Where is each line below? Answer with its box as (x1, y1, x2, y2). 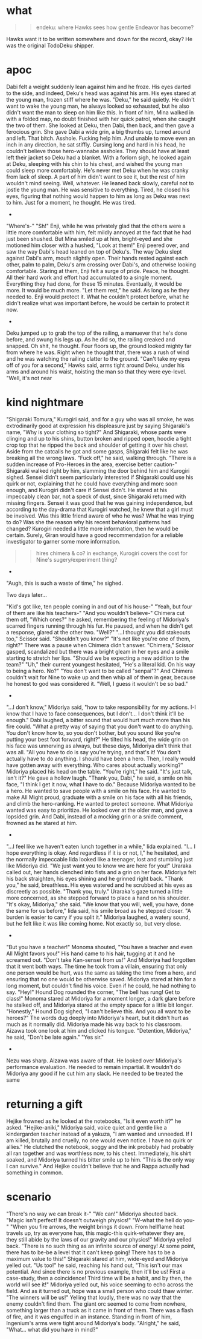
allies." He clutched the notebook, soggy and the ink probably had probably (6, 1143, 194, 1150)
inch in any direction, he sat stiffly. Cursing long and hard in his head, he (6, 140, 186, 148)
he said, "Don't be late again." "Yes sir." (6, 1033, 104, 1041)
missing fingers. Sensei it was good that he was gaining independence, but (6, 499, 193, 506)
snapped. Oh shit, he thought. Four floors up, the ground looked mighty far (6, 342, 192, 349)
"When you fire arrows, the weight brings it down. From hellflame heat (10, 1223, 185, 1230)
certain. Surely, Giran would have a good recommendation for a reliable (6, 531, 183, 539)
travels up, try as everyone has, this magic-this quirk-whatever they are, (6, 1229, 186, 1237)
